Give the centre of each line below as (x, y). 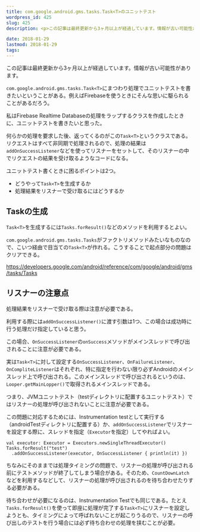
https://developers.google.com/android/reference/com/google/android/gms (99, 267)
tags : (13, 50)
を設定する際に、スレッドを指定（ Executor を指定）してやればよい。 (90, 432)
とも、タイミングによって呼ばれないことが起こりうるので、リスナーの (102, 515)
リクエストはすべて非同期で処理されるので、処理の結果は (76, 143)
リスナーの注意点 (37, 293)
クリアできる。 (24, 255)
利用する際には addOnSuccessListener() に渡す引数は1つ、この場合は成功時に (99, 321)
